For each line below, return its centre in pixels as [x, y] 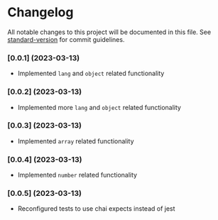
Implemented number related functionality [77, 175]
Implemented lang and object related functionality [91, 73]
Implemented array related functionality [76, 141]
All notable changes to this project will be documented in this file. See [109, 32]
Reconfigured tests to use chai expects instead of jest [96, 209]
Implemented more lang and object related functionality [99, 107]
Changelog [40, 12]
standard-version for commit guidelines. [66, 39]
